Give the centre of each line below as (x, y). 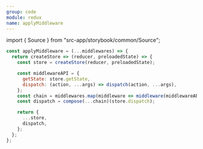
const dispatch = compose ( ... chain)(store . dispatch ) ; (86, 101)
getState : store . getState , (56, 79)
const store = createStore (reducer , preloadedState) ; (86, 63)
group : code (21, 12)
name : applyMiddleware (35, 23)
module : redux (24, 17)
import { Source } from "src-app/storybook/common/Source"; (83, 40)
